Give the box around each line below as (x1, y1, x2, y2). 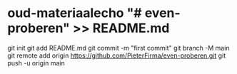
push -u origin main (7, 58, 66, 67)
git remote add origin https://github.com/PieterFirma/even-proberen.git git (7, 51, 226, 60)
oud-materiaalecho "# (7, 5, 143, 21)
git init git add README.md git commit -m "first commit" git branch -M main (7, 43, 230, 52)
